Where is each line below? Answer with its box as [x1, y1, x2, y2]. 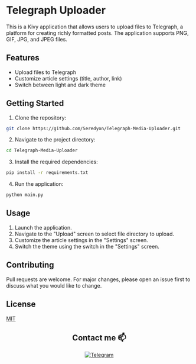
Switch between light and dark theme [14, 81, 106, 88]
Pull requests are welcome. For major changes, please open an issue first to [6, 276, 191, 283]
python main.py [6, 192, 44, 198]
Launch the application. [14, 224, 72, 231]
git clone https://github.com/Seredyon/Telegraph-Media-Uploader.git [6, 125, 181, 131]
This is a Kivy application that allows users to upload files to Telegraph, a [6, 23, 184, 30]
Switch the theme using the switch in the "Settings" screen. [14, 243, 159, 250]
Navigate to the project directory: [14, 136, 96, 143]
